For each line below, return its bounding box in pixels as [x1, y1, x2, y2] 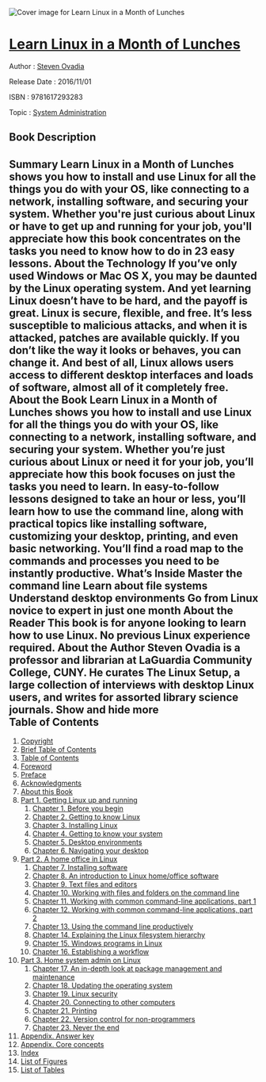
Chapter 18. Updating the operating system [32, 980, 173, 991]
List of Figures [20, 1057, 68, 1066]
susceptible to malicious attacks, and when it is [9, 318, 248, 332]
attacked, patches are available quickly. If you [9, 331, 240, 344]
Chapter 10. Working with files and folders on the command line [32, 888, 240, 898]
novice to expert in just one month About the [9, 604, 234, 617]
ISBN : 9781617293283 [9, 92, 83, 102]
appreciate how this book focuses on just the [9, 467, 236, 481]
